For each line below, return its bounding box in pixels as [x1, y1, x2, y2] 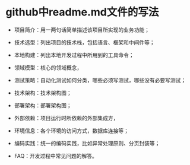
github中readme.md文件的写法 [5, 5, 159, 19]
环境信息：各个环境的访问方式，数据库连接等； [14, 127, 129, 134]
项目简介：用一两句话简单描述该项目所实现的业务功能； [14, 26, 150, 33]
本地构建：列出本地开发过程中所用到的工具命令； [14, 51, 134, 58]
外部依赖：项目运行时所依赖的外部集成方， [14, 114, 119, 122]
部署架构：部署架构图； [14, 101, 72, 109]
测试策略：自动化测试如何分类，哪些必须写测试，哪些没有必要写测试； [14, 77, 186, 84]
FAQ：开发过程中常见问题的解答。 [14, 152, 97, 159]
